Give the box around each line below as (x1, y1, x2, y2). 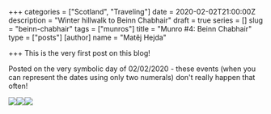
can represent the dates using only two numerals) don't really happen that (8, 73, 256, 82)
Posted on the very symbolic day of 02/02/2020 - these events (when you (8, 64, 256, 74)
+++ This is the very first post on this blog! (8, 49, 151, 57)
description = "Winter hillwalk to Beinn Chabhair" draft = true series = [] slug (8, 15, 264, 25)
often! (8, 81, 28, 91)
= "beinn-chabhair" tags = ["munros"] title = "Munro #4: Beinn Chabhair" (8, 24, 252, 33)
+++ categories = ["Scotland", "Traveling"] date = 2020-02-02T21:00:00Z (8, 7, 256, 16)
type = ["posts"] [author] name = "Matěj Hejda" (8, 32, 167, 42)
